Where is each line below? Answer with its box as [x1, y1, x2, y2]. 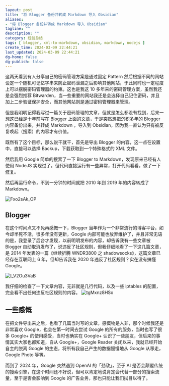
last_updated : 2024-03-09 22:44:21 [5, 50, 80, 55]
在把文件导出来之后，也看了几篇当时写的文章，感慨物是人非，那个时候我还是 [5, 320, 164, 326]
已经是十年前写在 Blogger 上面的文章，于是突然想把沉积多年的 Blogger [14, 116, 160, 122]
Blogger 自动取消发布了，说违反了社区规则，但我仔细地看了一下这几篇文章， [5, 244, 164, 250]
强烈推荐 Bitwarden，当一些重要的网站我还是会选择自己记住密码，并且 [14, 92, 160, 99]
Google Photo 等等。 [5, 352, 48, 358]
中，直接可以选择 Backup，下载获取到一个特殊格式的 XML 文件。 [5, 146, 140, 152]
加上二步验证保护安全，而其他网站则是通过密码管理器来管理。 [5, 99, 133, 105]
